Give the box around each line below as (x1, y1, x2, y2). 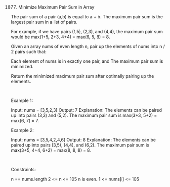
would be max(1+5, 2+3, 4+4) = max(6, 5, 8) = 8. (11, 34, 110, 40)
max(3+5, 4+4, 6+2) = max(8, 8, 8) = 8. (11, 147, 91, 153)
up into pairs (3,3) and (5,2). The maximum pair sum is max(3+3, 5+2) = (11, 112, 157, 118)
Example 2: (11, 127, 34, 133)
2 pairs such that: (11, 49, 47, 54)
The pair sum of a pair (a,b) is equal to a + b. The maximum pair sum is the (11, 14, 163, 19)
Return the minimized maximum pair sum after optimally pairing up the (11, 73, 154, 79)
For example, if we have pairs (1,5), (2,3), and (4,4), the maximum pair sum (11, 29, 163, 34)
